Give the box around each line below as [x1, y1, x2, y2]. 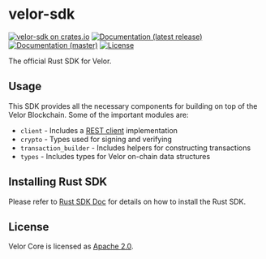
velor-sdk [8, 5, 75, 24]
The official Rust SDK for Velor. [8, 56, 112, 66]
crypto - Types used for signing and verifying [19, 134, 173, 144]
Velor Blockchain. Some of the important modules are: [8, 110, 189, 119]
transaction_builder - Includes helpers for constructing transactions [19, 143, 251, 153]
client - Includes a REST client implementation [19, 125, 178, 135]
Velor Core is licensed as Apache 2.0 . [8, 241, 134, 252]
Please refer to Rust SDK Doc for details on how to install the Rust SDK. [8, 196, 247, 206]
